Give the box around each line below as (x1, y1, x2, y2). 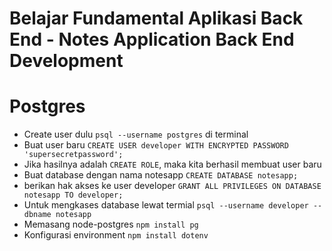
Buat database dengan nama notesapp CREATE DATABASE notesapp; (23, 169, 299, 181)
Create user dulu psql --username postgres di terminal (23, 128, 249, 141)
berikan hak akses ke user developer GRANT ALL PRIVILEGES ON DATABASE (23, 180, 322, 192)
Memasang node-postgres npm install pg (23, 218, 199, 231)
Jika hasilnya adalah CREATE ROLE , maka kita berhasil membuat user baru (23, 158, 322, 171)
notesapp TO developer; (23, 190, 124, 201)
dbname (23, 210, 52, 220)
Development (9, 50, 124, 72)
